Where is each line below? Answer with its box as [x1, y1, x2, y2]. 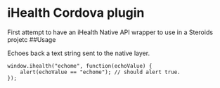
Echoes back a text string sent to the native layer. [7, 49, 150, 57]
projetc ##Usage [7, 35, 56, 43]
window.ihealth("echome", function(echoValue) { [7, 62, 153, 69]
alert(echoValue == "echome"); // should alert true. [20, 68, 181, 75]
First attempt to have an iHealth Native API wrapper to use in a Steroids [7, 28, 213, 36]
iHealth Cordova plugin [7, 5, 145, 21]
